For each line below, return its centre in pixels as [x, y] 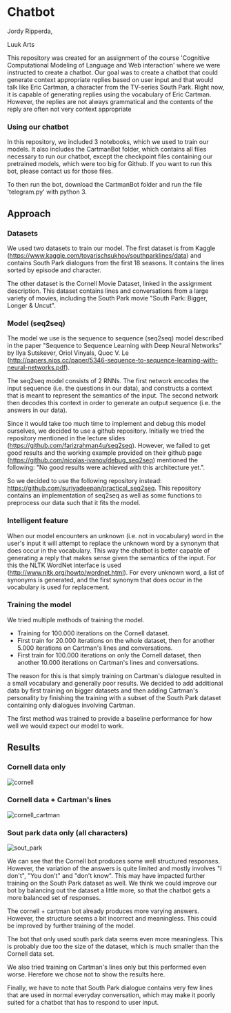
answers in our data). [37, 410]
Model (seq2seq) [36, 323]
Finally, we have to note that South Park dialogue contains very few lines [110, 988]
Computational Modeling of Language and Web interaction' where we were [114, 65]
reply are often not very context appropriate [69, 109]
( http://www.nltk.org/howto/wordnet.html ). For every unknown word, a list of [116, 572]
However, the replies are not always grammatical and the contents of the [110, 101]
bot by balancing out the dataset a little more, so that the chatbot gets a [109, 890]
